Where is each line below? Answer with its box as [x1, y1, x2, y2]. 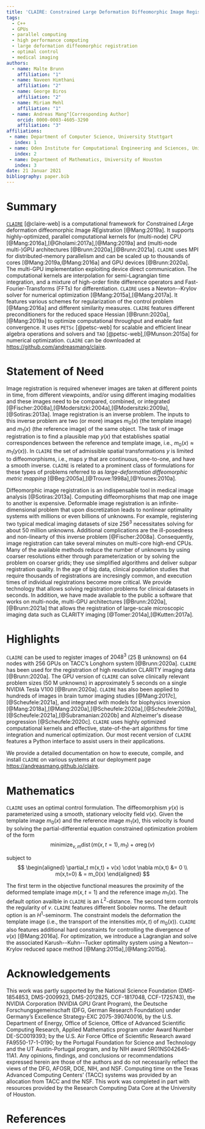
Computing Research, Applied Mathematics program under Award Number [6, 1026, 194, 1033]
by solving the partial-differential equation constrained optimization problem [6, 825, 198, 832]
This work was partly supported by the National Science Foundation [6, 987, 178, 994]
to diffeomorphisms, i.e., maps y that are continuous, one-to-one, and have [6, 455, 195, 463]
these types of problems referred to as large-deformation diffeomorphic [6, 468, 188, 476]
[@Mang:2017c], [135, 692, 177, 699]
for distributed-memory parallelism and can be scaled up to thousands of [6, 252, 191, 259]
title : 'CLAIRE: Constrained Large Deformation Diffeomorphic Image [6, 9, 184, 15]
